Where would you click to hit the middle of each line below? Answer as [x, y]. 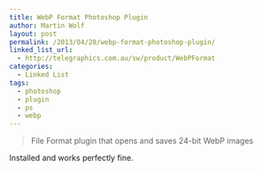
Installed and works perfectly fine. [72, 158]
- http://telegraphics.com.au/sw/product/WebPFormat [116, 58]
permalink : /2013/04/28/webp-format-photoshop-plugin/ [112, 42]
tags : [19, 83]
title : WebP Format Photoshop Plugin [79, 17]
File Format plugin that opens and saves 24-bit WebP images [142, 141]
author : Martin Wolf [47, 26]
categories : [31, 67]
